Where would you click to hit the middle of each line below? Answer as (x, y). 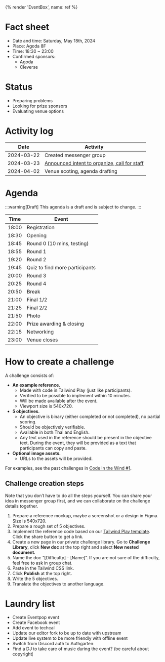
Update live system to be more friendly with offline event (70, 638)
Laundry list (30, 603)
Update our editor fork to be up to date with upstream (67, 633)
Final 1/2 (37, 299)
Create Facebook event (36, 622)
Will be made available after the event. (59, 401)
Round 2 (36, 259)
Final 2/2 (37, 307)
